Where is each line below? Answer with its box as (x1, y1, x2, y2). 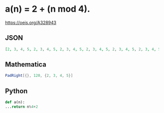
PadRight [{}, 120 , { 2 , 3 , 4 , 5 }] (5, 73, 73, 78)
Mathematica (5, 60, 46, 69)
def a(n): (5, 100, 25, 105)
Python (5, 87, 28, 95)
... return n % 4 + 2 (5, 104, 38, 109)
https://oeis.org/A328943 (5, 20, 57, 25)
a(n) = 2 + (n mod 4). (5, 3, 90, 15)
